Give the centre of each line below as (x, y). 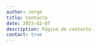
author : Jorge (24, 12)
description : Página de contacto (49, 29)
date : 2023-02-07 (28, 23)
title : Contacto (27, 18)
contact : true (24, 35)
